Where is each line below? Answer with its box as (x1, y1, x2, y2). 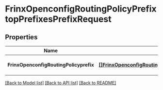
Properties (5, 33, 38, 41)
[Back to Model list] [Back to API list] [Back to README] (5, 80, 116, 86)
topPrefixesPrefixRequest (5, 14, 112, 25)
